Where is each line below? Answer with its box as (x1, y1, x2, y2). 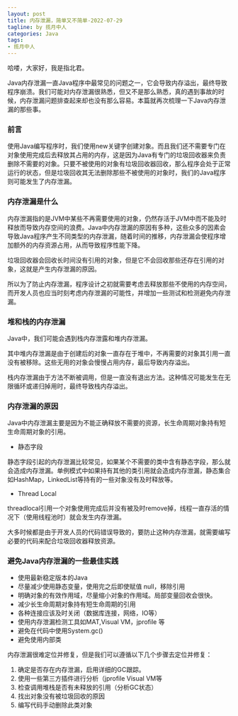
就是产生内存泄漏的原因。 (25, 265, 101, 273)
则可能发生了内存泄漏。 (7, 178, 76, 186)
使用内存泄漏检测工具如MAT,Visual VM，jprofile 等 (17, 618, 165, 626)
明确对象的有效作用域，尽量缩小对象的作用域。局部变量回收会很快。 (17, 591, 217, 600)
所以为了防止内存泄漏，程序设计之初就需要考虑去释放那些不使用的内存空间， (7, 279, 231, 288)
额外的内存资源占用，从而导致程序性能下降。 (13, 241, 144, 249)
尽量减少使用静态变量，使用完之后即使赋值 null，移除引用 (17, 582, 186, 591)
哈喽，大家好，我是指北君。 (7, 64, 89, 71)
